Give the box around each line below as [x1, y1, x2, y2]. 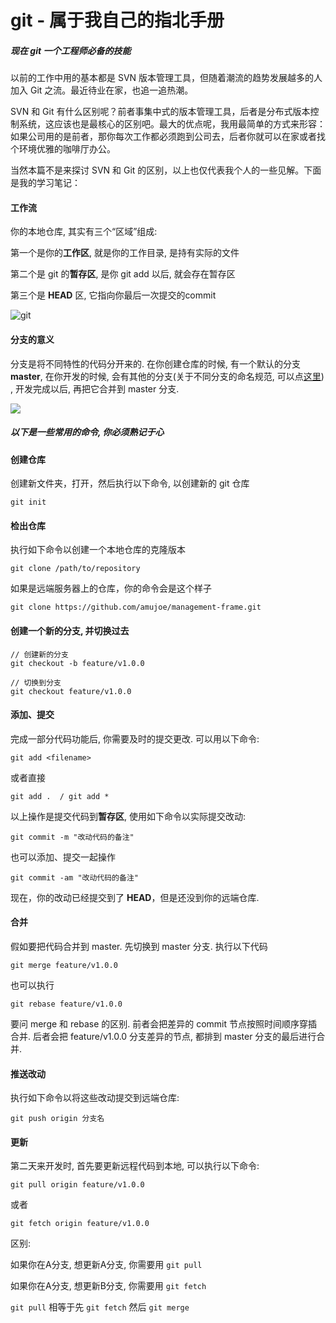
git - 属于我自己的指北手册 [10, 9, 225, 32]
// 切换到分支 [10, 677, 62, 688]
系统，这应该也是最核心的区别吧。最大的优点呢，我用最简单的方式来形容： [18, 118, 326, 130]
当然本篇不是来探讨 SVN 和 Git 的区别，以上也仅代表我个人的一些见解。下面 [10, 164, 322, 176]
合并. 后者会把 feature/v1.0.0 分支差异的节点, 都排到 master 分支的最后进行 [10, 1030, 317, 1042]
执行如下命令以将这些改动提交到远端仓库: [10, 1092, 180, 1104]
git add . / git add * [10, 791, 110, 801]
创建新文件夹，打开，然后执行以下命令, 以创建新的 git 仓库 [10, 477, 250, 490]
